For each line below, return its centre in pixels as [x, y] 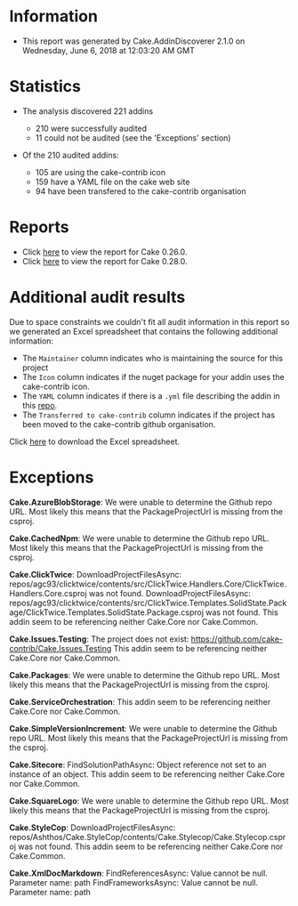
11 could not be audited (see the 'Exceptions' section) [133, 138]
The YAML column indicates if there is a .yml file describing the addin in [151, 396]
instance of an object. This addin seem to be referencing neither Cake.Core [147, 774]
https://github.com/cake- [237, 639]
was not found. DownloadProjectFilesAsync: [170, 593]
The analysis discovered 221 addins [88, 111]
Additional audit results [97, 297]
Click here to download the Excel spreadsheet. [95, 441]
